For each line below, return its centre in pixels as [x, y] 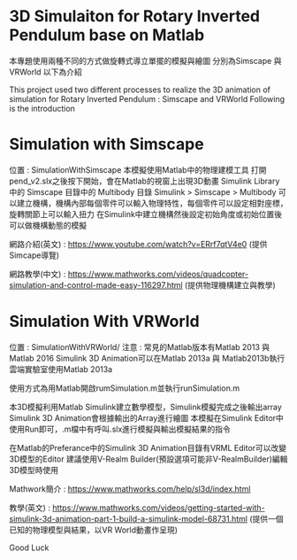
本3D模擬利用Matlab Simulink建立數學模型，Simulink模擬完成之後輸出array [146, 407]
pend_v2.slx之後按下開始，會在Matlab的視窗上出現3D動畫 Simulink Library [145, 181]
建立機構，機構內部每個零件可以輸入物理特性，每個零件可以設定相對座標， [152, 203]
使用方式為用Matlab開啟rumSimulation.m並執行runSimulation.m [125, 388]
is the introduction [42, 108]
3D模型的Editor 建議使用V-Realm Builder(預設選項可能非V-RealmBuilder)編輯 [148, 459]
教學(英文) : [30, 508]
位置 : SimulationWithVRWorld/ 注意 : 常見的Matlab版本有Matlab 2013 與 [140, 346]
